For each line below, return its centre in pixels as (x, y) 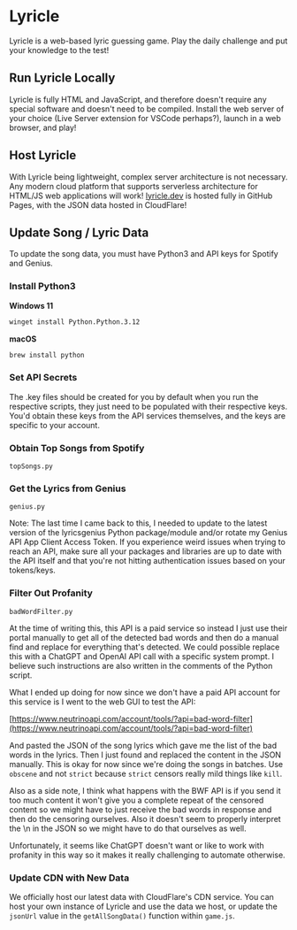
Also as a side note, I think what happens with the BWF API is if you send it (145, 790)
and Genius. (31, 264)
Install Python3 (42, 287)
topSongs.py (31, 466)
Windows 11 (31, 305)
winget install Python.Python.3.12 (75, 322)
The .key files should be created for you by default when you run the (134, 396)
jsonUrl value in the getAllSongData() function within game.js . (122, 915)
